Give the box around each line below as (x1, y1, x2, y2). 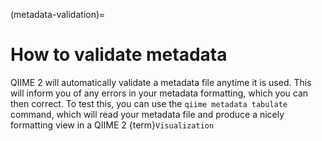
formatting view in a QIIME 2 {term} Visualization (10, 119, 215, 131)
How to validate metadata (10, 44, 228, 66)
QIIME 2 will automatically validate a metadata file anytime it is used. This (10, 76, 312, 88)
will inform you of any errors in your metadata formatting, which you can (10, 87, 309, 99)
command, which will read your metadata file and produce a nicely (10, 108, 285, 120)
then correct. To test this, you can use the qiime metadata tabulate (10, 97, 288, 109)
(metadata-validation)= (10, 9, 106, 20)
